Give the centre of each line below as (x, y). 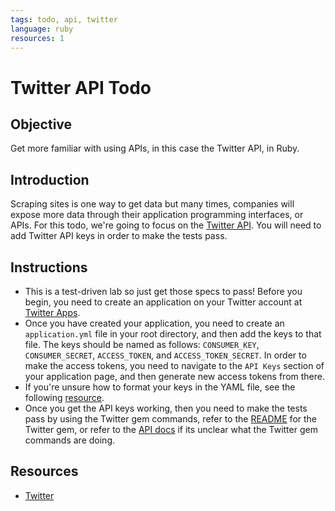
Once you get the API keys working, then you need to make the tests (166, 408)
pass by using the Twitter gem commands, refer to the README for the (171, 419)
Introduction (50, 179)
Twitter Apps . (52, 312)
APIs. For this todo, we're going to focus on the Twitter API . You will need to (166, 225)
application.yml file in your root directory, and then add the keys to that (173, 334)
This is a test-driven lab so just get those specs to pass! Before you (163, 291)
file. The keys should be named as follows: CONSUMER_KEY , (142, 344)
